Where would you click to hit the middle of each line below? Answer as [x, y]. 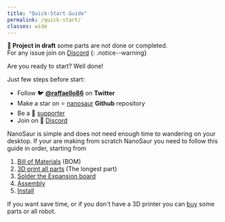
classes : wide [27, 26]
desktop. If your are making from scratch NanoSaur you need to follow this [113, 141]
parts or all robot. [32, 211]
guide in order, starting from [47, 149]
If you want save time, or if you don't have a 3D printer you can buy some [111, 204]
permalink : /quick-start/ [44, 20]
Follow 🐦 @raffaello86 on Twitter [66, 93]
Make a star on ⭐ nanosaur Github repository [81, 103]
